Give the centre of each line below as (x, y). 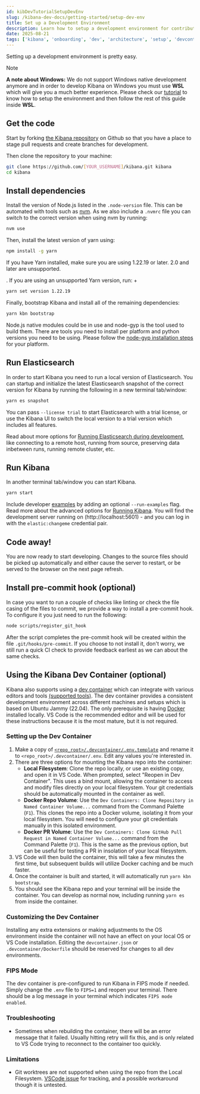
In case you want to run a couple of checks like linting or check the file (93, 602)
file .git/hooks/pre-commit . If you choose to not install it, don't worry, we (96, 643)
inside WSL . (21, 105)
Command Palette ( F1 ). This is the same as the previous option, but (106, 844)
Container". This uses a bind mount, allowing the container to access (108, 781)
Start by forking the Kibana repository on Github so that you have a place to (99, 138)
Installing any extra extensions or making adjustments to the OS (84, 930)
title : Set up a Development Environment (58, 23)
